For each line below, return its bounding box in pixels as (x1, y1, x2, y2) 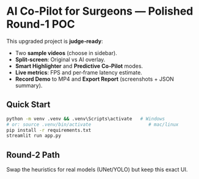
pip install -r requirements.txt (6, 127, 92, 133)
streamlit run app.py (6, 133, 62, 139)
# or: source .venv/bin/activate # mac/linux (6, 121, 179, 128)
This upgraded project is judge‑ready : (6, 37, 103, 45)
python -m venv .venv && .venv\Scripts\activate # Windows (6, 115, 165, 122)
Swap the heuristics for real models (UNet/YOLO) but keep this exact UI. (6, 166, 188, 174)
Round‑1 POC (6, 17, 75, 31)
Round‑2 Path (6, 150, 60, 160)
